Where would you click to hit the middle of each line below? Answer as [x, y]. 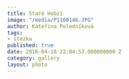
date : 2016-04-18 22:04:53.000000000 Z [64, 52]
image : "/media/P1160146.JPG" [51, 20]
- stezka [20, 39]
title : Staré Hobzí [35, 13]
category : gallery [33, 58]
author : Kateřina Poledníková [51, 26]
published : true [30, 45]
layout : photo [28, 65]
